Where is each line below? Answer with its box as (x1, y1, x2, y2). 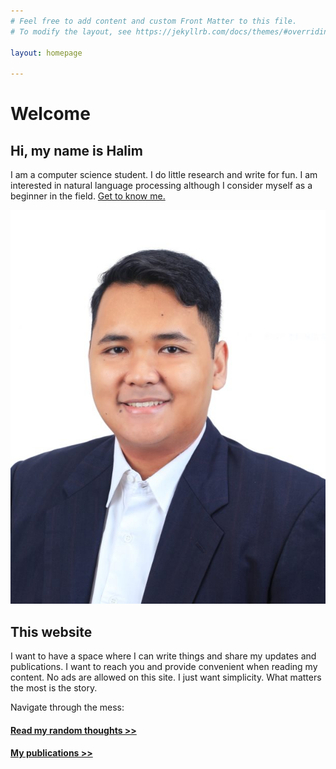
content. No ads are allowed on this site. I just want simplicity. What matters (10, 671, 322, 684)
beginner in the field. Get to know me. (10, 190, 166, 202)
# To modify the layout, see (10, 26, 132, 37)
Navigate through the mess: (10, 701, 125, 714)
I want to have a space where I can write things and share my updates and (10, 650, 317, 662)
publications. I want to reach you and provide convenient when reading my (10, 661, 318, 673)
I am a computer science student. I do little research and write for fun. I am (10, 169, 318, 181)
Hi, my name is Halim (10, 142, 143, 159)
